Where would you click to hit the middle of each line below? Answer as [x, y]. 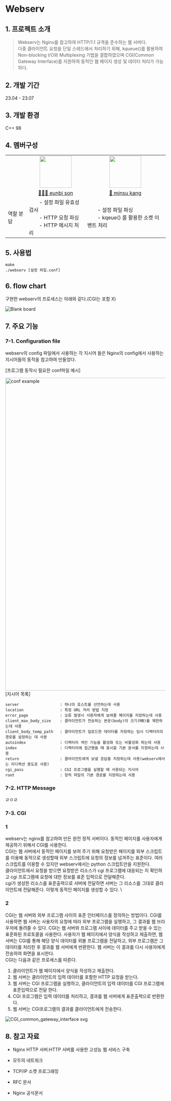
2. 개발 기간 [22, 86]
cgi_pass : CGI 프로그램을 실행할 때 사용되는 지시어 [72, 770]
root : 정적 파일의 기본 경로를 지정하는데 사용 [70, 775]
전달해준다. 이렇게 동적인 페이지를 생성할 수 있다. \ [72, 890]
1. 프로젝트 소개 [28, 29]
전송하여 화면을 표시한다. [30, 953]
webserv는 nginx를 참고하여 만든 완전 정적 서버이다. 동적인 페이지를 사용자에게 [84, 839]
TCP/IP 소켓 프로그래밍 [36, 1071]
